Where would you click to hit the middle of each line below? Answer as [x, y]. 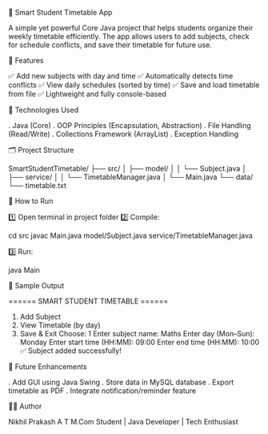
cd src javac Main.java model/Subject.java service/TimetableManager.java [131, 235]
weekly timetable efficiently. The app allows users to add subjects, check [129, 36]
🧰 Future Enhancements [48, 367]
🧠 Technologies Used [43, 110]
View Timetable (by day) [60, 325]
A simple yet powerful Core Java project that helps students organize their [131, 28]
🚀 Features [26, 60]
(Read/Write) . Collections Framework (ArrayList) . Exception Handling [123, 134]
